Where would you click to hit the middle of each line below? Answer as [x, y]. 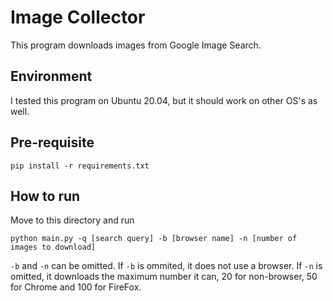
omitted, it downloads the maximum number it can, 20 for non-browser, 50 [164, 277]
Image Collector [78, 17]
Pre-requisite [52, 142]
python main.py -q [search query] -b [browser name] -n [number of [154, 239]
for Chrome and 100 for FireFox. [76, 287]
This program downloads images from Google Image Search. [136, 45]
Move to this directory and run [72, 220]
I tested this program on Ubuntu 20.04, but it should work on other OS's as [164, 100]
